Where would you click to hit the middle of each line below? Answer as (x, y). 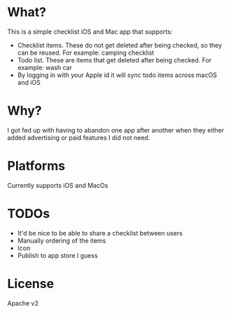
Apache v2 (23, 303)
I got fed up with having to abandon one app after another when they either (116, 130)
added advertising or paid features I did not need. (79, 137)
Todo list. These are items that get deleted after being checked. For (114, 60)
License (31, 284)
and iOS (29, 82)
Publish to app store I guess (57, 255)
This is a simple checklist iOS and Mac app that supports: (90, 32)
